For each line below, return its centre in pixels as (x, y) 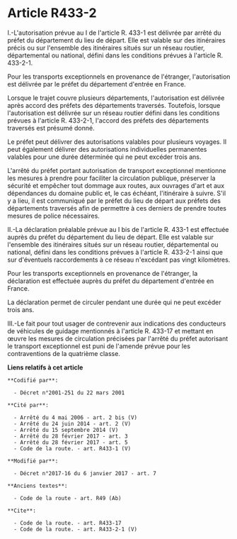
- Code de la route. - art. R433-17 (68, 523)
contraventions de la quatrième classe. (64, 353)
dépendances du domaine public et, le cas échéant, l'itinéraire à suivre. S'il (117, 193)
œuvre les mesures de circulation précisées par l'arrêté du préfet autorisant (118, 338)
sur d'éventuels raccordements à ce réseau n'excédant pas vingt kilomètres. (119, 260)
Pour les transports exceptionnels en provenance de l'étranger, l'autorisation (119, 77)
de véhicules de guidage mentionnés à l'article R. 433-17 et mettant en (110, 330)
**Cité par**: (28, 405)
